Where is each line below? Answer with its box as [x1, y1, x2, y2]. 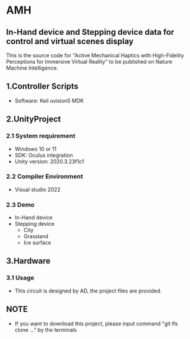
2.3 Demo [6, 200, 35, 209]
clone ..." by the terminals [14, 326, 77, 333]
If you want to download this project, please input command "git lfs [14, 320, 178, 327]
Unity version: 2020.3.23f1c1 [14, 157, 84, 165]
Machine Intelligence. [6, 64, 58, 71]
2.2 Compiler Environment [6, 172, 83, 180]
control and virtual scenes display [6, 36, 134, 46]
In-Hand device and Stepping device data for [6, 27, 175, 37]
